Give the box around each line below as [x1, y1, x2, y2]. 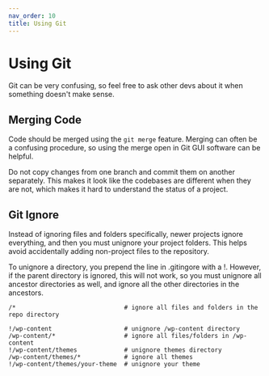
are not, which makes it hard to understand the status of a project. [8, 184, 229, 194]
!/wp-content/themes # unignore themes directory [8, 346, 222, 354]
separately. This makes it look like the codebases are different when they [8, 175, 252, 186]
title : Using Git [8, 19, 67, 27]
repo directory [8, 311, 60, 319]
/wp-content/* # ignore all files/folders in [8, 332, 229, 340]
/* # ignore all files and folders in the [8, 304, 258, 312]
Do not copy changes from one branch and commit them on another [8, 167, 236, 177]
